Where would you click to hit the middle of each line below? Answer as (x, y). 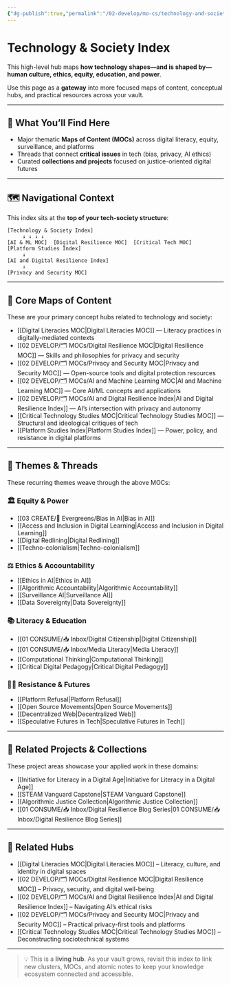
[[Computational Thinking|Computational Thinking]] (90, 659)
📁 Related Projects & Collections (77, 749)
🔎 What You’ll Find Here (58, 122)
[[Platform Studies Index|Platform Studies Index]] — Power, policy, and (117, 430)
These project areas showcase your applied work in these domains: (103, 766)
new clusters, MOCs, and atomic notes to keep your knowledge (114, 966)
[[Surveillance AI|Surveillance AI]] (65, 595)
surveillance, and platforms (56, 147)
